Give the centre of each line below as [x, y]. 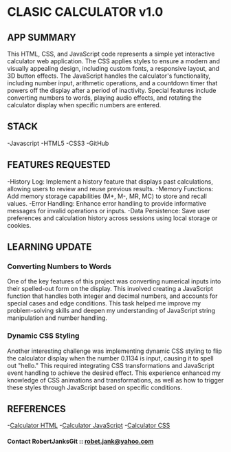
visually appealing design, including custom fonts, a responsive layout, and [113, 68]
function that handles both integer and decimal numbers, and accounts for [112, 296]
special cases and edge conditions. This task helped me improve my [104, 303]
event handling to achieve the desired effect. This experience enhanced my [114, 373]
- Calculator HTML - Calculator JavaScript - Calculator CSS [89, 426]
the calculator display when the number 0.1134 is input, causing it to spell [111, 358]
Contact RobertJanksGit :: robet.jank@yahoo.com [80, 442]
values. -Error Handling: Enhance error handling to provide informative [107, 203]
